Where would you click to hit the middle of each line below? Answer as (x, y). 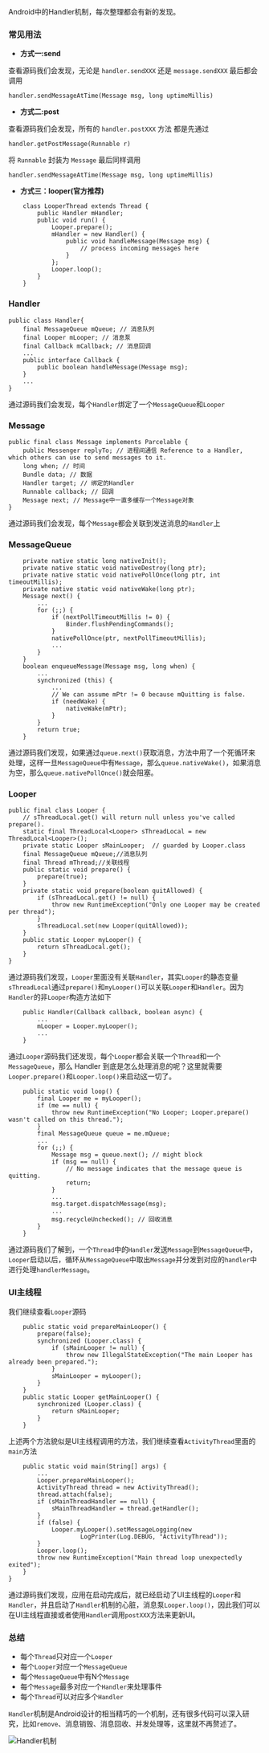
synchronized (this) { (75, 681)
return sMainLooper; (86, 1411)
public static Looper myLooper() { (82, 940)
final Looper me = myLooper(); (90, 1099)
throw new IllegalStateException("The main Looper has (159, 1355)
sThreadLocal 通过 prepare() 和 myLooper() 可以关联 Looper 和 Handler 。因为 (126, 987)
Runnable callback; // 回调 (68, 491)
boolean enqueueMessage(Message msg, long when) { (109, 667)
